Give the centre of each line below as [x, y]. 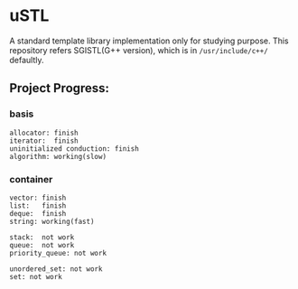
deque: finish [38, 213]
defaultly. [27, 60]
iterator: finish [44, 141]
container [31, 179]
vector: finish [38, 198]
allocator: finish [44, 133]
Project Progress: [60, 88]
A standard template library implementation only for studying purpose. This [149, 41]
